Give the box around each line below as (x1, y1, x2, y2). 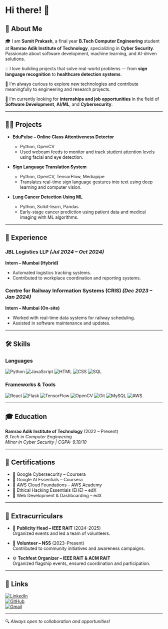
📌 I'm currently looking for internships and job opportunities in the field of (5, 96, 159, 102)
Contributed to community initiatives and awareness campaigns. (12, 545, 145, 551)
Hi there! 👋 (5, 5, 50, 16)
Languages (5, 358, 33, 365)
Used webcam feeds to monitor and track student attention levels (19, 149, 155, 155)
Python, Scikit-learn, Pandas (19, 203, 79, 209)
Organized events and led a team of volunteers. (12, 530, 110, 536)
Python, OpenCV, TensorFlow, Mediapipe (19, 173, 105, 179)
